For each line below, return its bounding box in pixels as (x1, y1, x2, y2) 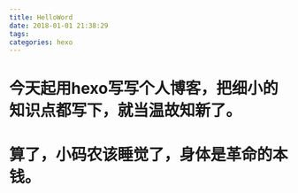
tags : (9, 29, 29, 38)
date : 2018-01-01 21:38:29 (9, 21, 109, 30)
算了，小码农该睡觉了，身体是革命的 (9, 144, 273, 165)
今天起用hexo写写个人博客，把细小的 (9, 79, 279, 98)
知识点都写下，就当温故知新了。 (9, 101, 242, 120)
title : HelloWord (9, 12, 73, 22)
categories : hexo (9, 37, 73, 47)
